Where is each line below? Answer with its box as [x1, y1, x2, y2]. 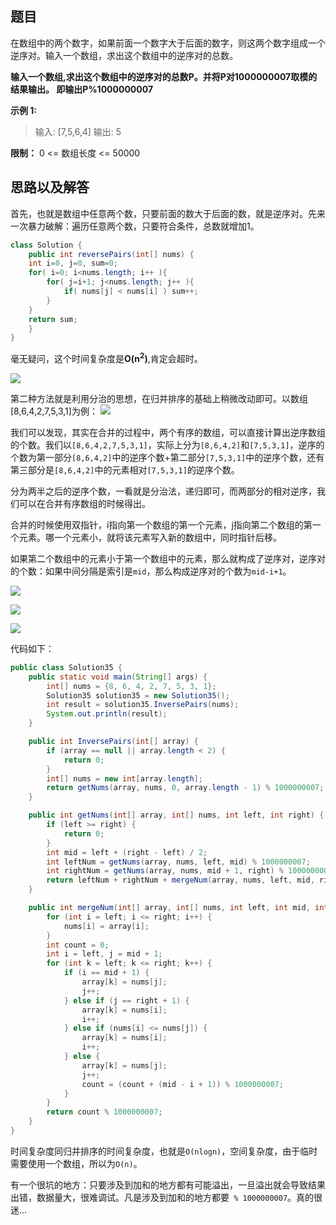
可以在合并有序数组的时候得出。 [18, 497, 151, 509]
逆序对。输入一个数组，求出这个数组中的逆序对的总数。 [10, 49, 238, 61]
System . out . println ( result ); [46, 709, 168, 719]
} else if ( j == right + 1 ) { [63, 995, 190, 1006]
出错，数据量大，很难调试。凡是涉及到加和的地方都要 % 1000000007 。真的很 [10, 1191, 323, 1203]
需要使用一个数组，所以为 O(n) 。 [10, 1157, 143, 1169]
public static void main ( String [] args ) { [28, 672, 208, 682]
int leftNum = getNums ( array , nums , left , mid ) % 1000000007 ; [46, 857, 311, 867]
